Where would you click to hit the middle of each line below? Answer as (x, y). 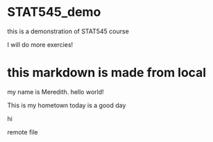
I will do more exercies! (40, 44)
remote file (23, 132)
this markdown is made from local (107, 73)
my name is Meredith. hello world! (56, 91)
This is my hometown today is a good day (67, 105)
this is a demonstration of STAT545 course (68, 31)
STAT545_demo (54, 12)
